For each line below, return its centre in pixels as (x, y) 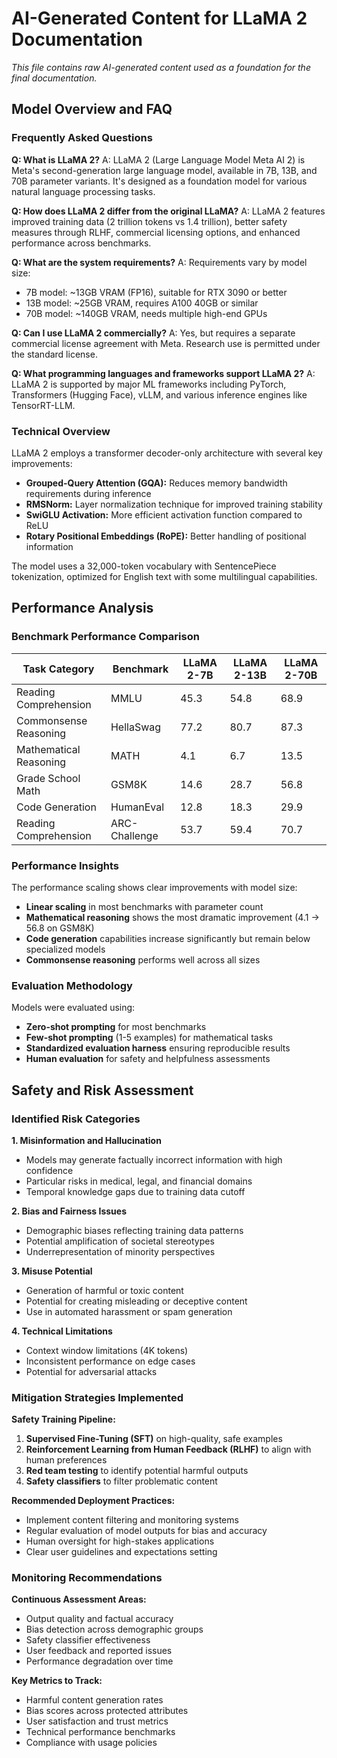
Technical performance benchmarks (100, 1732)
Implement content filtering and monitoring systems (132, 1520)
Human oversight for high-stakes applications (120, 1541)
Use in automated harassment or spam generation (129, 1311)
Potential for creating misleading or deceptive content (136, 1301)
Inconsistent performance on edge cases (110, 1361)
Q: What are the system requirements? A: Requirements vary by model (159, 262)
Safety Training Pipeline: (63, 1419)
